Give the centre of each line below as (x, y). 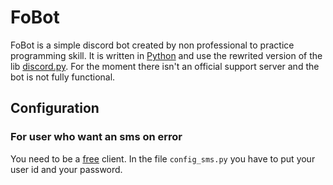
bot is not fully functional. (63, 77)
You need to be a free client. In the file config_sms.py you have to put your (163, 158)
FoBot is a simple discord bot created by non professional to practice (152, 45)
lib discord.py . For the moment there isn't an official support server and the (165, 66)
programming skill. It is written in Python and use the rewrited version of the (166, 55)
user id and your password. (66, 169)
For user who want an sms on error (96, 137)
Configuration (55, 108)
